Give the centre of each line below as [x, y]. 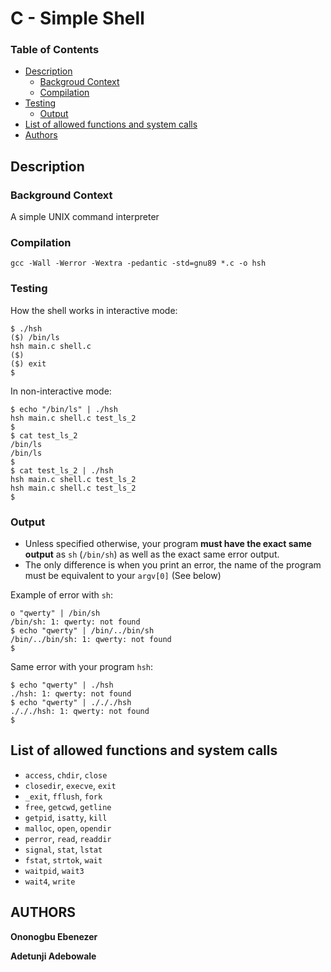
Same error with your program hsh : [82, 667]
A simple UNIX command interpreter [85, 217]
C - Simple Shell [77, 18]
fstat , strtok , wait [63, 859]
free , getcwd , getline [68, 806]
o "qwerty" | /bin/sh [55, 613]
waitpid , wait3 [54, 870]
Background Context [61, 195]
